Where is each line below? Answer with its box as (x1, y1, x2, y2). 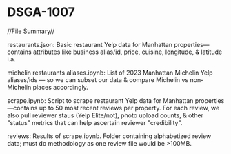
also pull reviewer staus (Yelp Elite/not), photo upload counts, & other (7, 111, 204, 119)
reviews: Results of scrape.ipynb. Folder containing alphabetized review (7, 132, 212, 140)
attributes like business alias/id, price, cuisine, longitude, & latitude (33, 48, 223, 56)
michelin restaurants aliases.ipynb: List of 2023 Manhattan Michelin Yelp (7, 68, 213, 77)
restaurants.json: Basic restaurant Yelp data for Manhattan (7, 40, 173, 48)
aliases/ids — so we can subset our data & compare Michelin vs (7, 75, 189, 84)
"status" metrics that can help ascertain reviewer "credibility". (7, 118, 183, 126)
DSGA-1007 (7, 4, 76, 20)
